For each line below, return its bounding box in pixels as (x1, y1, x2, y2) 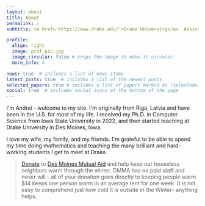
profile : (6, 37, 29, 43)
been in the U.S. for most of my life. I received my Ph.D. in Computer (6, 111, 178, 118)
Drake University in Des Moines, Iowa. (6, 124, 102, 131)
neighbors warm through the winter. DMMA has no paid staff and (21, 167, 185, 174)
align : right (12, 43, 45, 49)
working (6, 149, 27, 156)
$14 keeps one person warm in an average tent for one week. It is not (21, 180, 196, 187)
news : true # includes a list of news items (6, 71, 124, 77)
